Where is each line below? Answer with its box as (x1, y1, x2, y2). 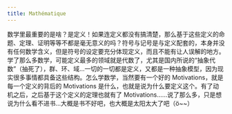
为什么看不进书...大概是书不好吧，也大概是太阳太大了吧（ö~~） (12, 99, 194, 107)
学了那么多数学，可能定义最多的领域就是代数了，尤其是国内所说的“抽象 (7, 56, 210, 64)
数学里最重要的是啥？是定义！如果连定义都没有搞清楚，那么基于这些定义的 (7, 30, 219, 38)
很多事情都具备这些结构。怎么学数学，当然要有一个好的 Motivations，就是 (12, 73, 224, 82)
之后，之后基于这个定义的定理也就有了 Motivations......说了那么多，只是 (12, 91, 216, 99)
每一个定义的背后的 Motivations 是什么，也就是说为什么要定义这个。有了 (7, 82, 213, 90)
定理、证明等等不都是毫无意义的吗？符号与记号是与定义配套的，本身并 (19, 39, 219, 47)
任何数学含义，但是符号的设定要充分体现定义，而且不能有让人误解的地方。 (12, 47, 225, 55)
